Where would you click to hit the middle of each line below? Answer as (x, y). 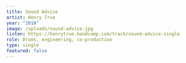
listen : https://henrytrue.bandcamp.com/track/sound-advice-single (93, 34)
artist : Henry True (31, 17)
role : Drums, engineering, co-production (59, 40)
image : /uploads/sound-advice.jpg (50, 28)
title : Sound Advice (32, 12)
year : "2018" (23, 23)
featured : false (27, 51)
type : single (23, 46)
